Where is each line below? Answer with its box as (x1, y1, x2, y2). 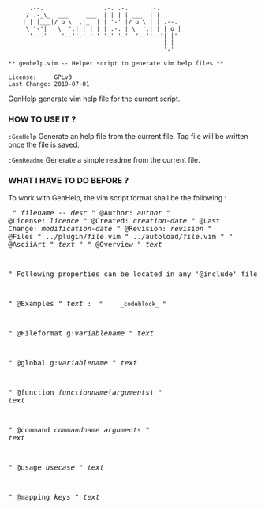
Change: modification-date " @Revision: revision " (8, 224, 213, 233)
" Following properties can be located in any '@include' (8, 269, 237, 279)
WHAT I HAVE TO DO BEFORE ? (8, 175, 129, 186)
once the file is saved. (8, 140, 80, 150)
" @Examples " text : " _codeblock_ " (8, 299, 167, 308)
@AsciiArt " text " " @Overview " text (8, 240, 162, 249)
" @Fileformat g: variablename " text (8, 328, 155, 338)
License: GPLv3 (8, 73, 73, 81)
